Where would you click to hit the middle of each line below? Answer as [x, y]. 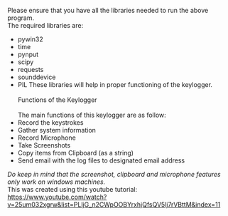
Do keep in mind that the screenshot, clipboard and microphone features [114, 174]
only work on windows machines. [56, 182]
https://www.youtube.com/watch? [57, 197]
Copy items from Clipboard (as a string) [75, 153]
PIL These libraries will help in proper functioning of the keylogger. [115, 84]
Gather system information [56, 130]
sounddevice [37, 77]
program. [21, 18]
